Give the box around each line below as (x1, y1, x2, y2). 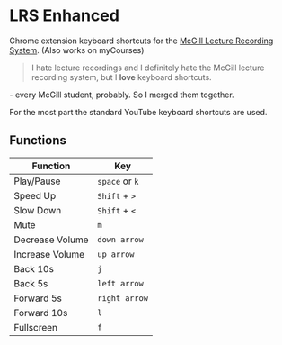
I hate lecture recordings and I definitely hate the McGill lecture (31, 62, 265, 73)
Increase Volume (13, 248, 85, 260)
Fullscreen (13, 321, 58, 333)
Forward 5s (13, 292, 63, 304)
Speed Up (13, 189, 57, 202)
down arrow (97, 234, 144, 244)
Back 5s (13, 277, 48, 289)
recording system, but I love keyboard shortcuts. (31, 71, 213, 82)
